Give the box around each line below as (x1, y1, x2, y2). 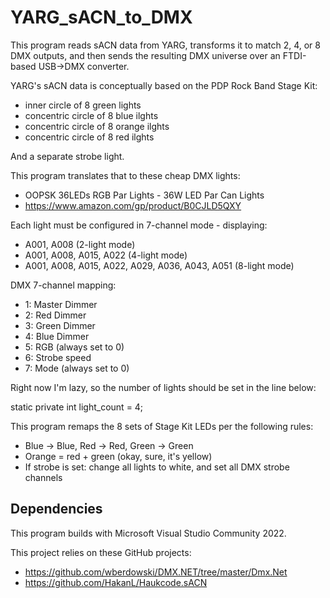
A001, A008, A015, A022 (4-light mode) (24, 249, 188, 261)
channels (24, 471, 63, 483)
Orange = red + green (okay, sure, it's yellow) (24, 450, 213, 462)
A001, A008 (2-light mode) (24, 238, 136, 250)
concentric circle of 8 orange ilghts (24, 120, 170, 132)
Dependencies (10, 501, 103, 518)
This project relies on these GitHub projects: (10, 546, 192, 558)
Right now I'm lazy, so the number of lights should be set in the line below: (10, 381, 317, 393)
